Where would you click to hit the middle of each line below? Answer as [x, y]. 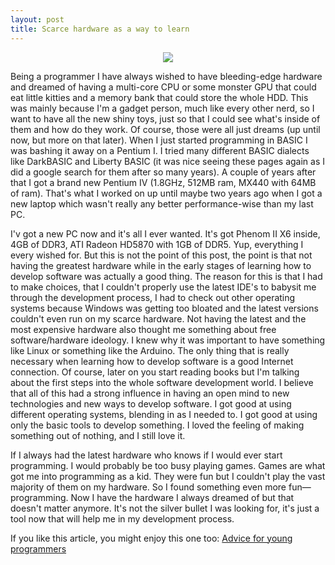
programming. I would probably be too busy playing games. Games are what [168, 465]
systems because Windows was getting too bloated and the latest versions [164, 308]
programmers [38, 548]
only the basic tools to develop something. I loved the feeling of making [157, 425]
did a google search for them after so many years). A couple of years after [163, 172]
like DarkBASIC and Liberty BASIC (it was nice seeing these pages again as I [168, 161]
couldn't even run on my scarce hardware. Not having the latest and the [158, 318]
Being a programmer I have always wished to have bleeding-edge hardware [166, 76]
